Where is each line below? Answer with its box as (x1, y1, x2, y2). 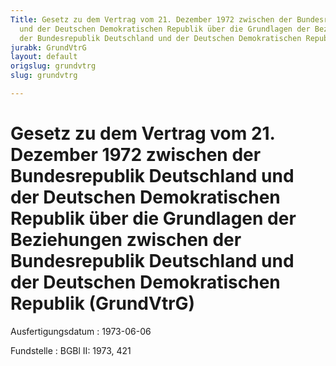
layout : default (10, 52, 78, 62)
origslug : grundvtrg (10, 61, 97, 71)
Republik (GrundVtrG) (10, 292, 196, 315)
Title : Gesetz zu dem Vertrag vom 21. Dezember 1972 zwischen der (10, 14, 293, 25)
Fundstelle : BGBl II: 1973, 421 (10, 344, 132, 356)
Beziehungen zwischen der (10, 229, 242, 251)
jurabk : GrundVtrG (10, 42, 87, 53)
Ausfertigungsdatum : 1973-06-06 (10, 325, 152, 337)
